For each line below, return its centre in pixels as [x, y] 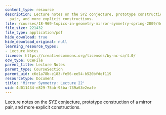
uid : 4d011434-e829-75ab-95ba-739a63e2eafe [51, 88]
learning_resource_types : [32, 46]
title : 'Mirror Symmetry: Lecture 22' [45, 83]
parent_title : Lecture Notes [35, 65]
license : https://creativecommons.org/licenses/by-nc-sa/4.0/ [70, 56]
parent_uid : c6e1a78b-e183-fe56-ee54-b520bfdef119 [58, 74]
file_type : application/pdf [34, 33]
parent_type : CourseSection [34, 70]
